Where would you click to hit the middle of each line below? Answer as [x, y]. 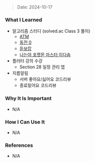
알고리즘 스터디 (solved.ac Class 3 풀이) [51, 31]
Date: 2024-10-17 [35, 7]
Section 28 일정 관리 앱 [42, 67]
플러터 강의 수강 [27, 61]
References [19, 145]
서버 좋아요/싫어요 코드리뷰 [45, 79]
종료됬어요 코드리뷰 [38, 85]
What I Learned [24, 20]
